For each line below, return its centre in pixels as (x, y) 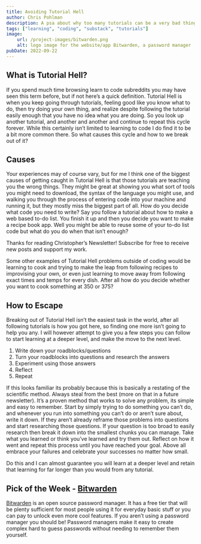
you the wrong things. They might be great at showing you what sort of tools (100, 187)
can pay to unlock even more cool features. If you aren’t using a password (98, 516)
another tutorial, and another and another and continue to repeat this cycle (98, 121)
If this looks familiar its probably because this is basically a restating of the (98, 388)
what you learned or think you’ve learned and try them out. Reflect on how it (100, 439)
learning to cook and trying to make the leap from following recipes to (92, 267)
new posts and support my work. (47, 249)
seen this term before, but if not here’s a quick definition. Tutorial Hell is (94, 96)
